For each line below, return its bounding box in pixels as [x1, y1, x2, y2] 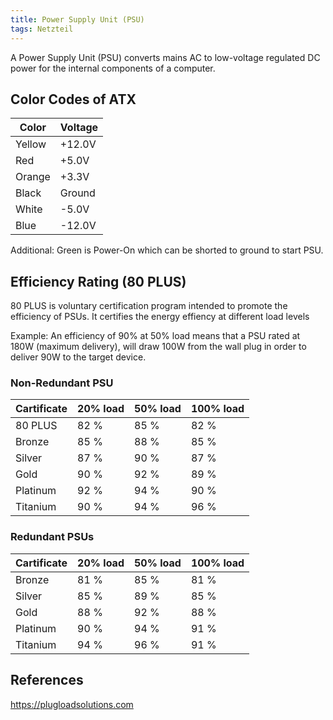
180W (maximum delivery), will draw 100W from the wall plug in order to [10, 341, 307, 353]
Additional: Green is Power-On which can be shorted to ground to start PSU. [10, 244, 324, 256]
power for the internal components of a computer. [10, 62, 216, 74]
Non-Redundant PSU [10, 376, 114, 390]
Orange [15, 170, 51, 184]
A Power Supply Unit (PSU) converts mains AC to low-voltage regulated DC [10, 51, 321, 63]
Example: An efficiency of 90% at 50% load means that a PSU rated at [10, 330, 301, 342]
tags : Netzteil [10, 24, 74, 34]
